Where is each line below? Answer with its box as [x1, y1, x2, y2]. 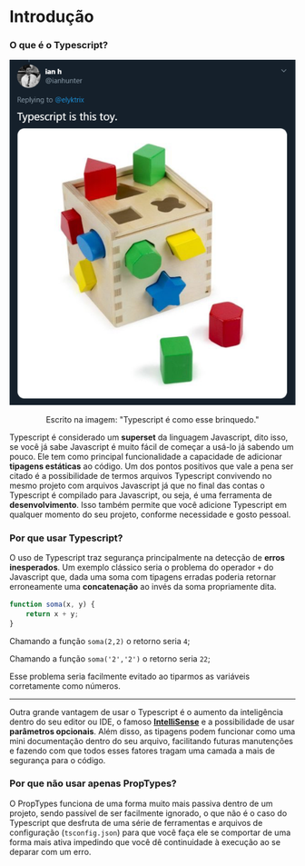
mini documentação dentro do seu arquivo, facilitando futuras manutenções [9, 735, 293, 746]
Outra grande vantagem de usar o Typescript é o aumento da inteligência [9, 706, 284, 717]
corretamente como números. [9, 680, 121, 692]
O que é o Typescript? [9, 39, 109, 52]
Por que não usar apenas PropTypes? [9, 777, 177, 790]
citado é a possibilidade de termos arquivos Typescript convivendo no [9, 470, 272, 481]
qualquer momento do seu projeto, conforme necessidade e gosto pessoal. [9, 509, 291, 520]
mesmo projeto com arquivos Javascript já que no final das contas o [9, 480, 265, 491]
